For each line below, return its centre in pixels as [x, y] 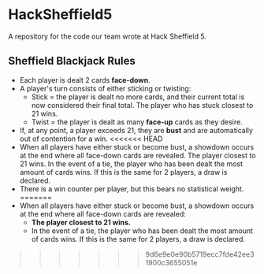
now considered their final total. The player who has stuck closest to [142, 105]
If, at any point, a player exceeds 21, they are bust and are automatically [136, 130]
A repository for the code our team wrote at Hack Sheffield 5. [108, 36]
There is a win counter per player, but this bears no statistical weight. [132, 189]
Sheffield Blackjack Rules [72, 61]
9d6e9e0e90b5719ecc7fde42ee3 [200, 254]
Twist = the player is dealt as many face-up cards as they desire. [137, 122]
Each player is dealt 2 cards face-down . [85, 80]
